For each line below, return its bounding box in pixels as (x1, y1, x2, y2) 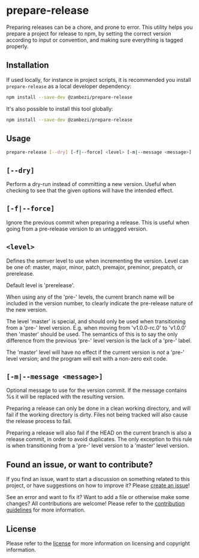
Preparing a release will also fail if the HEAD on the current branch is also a (6, 429, 192, 436)
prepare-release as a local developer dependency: (6, 82, 132, 90)
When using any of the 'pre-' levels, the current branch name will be (6, 293, 175, 300)
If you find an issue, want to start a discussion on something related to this (6, 476, 190, 483)
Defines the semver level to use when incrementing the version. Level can (6, 257, 189, 264)
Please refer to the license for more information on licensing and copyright (6, 540, 190, 547)
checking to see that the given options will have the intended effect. (6, 187, 174, 194)
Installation (6, 60, 49, 70)
